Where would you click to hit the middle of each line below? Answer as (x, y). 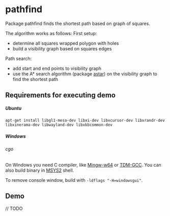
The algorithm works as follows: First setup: (51, 33)
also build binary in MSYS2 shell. (40, 170)
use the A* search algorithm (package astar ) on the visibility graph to (85, 74)
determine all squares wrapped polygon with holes (66, 43)
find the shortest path (35, 79)
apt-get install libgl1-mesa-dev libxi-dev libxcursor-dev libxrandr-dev (85, 121)
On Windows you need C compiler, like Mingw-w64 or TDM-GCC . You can (83, 165)
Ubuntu (13, 108)
